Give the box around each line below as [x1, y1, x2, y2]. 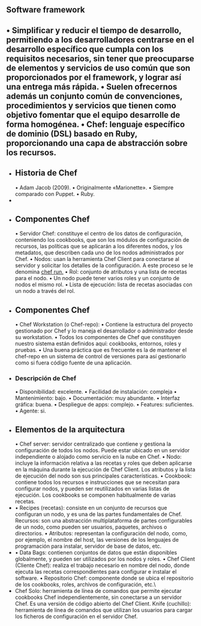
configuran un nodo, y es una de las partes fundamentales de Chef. [14, 511, 182, 518]
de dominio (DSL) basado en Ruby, [6, 129, 138, 139]
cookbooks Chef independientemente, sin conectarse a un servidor [14, 594, 182, 601]
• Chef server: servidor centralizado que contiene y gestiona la [14, 440, 172, 447]
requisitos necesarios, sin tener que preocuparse [6, 54, 194, 64]
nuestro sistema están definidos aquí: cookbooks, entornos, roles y [14, 340, 182, 348]
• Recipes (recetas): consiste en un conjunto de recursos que [14, 505, 167, 512]
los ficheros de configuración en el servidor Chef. [14, 613, 138, 620]
